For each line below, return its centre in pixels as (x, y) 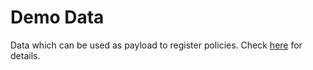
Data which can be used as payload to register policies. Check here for (156, 45)
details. (25, 55)
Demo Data (57, 17)
